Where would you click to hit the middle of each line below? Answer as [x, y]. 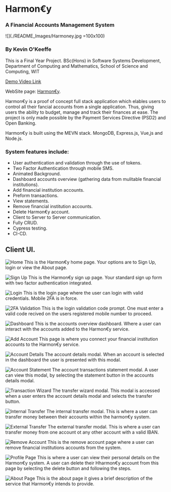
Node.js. [14, 138]
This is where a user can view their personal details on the [98, 457]
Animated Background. [37, 174]
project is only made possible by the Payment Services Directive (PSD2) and [86, 117]
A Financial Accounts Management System [60, 25]
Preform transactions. [35, 196]
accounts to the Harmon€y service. [43, 344]
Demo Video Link [23, 81]
